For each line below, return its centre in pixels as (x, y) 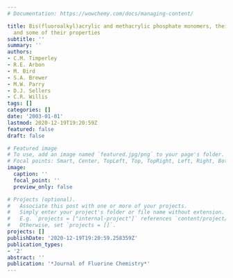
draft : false (26, 136)
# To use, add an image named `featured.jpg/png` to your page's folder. (116, 155)
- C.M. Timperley (32, 59)
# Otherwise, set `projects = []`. (62, 225)
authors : (20, 52)
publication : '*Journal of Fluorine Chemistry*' (79, 264)
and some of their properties (57, 33)
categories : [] (29, 110)
